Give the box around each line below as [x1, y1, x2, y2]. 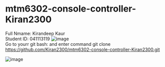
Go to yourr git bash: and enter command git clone [5, 41, 111, 47]
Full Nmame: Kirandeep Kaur [5, 30, 65, 36]
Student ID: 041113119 [5, 36, 50, 42]
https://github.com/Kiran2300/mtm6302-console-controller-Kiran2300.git [5, 46, 160, 52]
